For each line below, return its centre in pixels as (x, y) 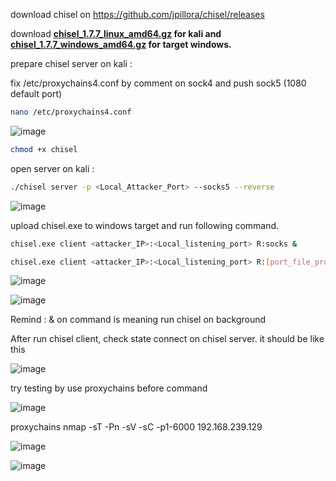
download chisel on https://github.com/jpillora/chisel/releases (137, 14)
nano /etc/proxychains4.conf (71, 112)
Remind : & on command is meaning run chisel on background (138, 320)
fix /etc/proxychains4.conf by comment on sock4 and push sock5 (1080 (158, 83)
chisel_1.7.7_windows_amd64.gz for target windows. (121, 44)
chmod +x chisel (44, 149)
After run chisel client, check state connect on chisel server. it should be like (167, 339)
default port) (36, 93)
